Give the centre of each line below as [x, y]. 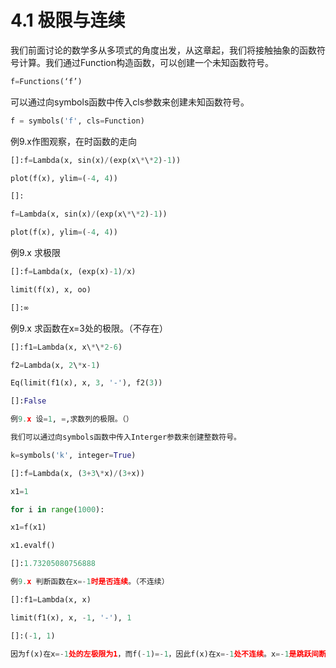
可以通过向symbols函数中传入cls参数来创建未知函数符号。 [130, 102]
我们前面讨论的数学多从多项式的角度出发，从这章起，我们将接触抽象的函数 [163, 50]
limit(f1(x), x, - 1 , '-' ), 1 [71, 617]
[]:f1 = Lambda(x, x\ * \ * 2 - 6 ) [66, 347]
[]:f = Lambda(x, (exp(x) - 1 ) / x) [73, 272]
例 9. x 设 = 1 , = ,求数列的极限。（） [72, 419]
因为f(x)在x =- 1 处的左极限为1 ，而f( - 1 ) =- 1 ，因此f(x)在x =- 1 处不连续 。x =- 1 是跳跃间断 [168, 654]
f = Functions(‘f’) [46, 81]
